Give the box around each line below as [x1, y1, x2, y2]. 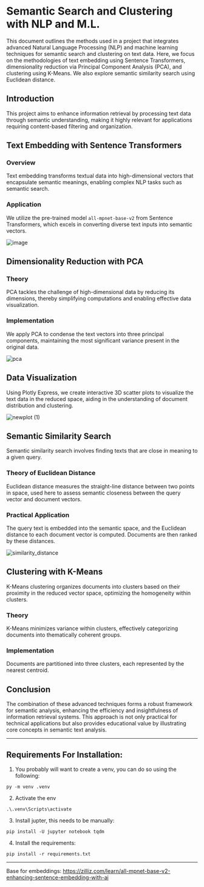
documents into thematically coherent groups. [6, 631, 122, 639]
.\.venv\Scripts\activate [6, 806, 72, 812]
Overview [6, 159, 36, 167]
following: [15, 772, 40, 779]
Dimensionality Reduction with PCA [6, 256, 144, 267]
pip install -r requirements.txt [6, 851, 91, 857]
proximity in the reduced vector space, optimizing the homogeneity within [6, 589, 191, 597]
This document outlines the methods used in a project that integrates [6, 37, 179, 44]
